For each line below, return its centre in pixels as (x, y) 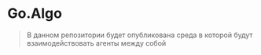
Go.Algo (35, 14)
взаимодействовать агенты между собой (96, 43)
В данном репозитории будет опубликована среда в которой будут (140, 35)
